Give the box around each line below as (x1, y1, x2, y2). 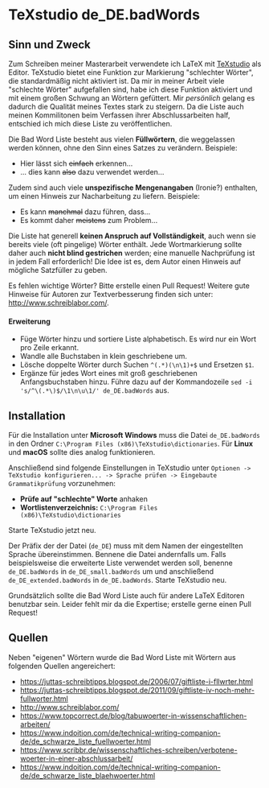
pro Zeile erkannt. (19, 343, 79, 353)
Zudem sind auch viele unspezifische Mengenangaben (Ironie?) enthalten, (8, 183, 259, 192)
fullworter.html (19, 694, 68, 703)
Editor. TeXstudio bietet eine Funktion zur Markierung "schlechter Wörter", (8, 68, 255, 77)
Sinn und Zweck (8, 38, 91, 52)
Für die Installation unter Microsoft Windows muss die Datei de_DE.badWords (8, 431, 261, 440)
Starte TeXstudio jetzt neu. (8, 526, 96, 535)
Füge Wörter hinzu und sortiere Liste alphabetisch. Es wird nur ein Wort (19, 334, 257, 344)
